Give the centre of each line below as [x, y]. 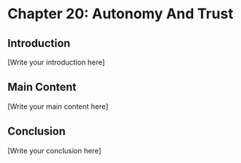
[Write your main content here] [58, 106]
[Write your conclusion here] [54, 150]
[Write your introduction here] [56, 62]
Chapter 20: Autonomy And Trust [120, 14]
